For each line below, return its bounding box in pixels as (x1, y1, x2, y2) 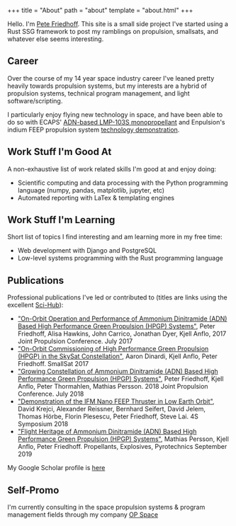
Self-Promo (7, 484, 60, 496)
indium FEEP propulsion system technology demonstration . (7, 125, 180, 134)
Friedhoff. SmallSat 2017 (17, 360, 89, 368)
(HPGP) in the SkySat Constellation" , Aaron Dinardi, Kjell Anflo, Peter (17, 352, 218, 360)
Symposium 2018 (17, 420, 69, 428)
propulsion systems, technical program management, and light (7, 88, 190, 98)
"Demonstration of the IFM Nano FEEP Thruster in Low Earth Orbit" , (17, 397, 215, 406)
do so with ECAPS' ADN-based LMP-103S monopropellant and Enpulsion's (7, 118, 225, 126)
